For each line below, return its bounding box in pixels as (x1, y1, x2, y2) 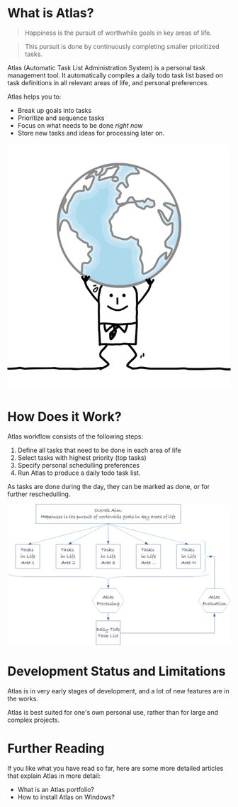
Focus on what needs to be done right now (17, 121, 143, 129)
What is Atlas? (7, 5, 94, 21)
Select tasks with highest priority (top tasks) (17, 454, 147, 462)
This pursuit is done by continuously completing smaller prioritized (24, 42, 220, 50)
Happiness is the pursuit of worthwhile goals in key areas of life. (24, 28, 212, 37)
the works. (7, 694, 39, 703)
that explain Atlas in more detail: (7, 772, 101, 780)
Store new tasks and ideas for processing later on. (17, 128, 165, 137)
